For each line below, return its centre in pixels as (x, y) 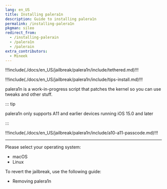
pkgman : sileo (20, 28)
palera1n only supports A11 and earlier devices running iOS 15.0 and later (79, 114)
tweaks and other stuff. (29, 94)
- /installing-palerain (34, 38)
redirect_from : (21, 33)
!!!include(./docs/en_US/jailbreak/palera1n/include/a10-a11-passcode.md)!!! (82, 133)
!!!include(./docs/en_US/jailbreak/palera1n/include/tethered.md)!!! (72, 70)
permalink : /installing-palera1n (40, 24)
